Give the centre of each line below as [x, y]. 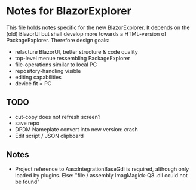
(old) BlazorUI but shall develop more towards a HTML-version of [86, 33]
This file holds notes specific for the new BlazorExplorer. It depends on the [98, 27]
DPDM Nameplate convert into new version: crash [76, 129]
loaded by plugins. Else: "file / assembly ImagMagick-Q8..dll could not [101, 175]
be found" [27, 182]
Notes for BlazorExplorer [69, 11]
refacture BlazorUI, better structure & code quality [76, 51]
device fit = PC [33, 83]
